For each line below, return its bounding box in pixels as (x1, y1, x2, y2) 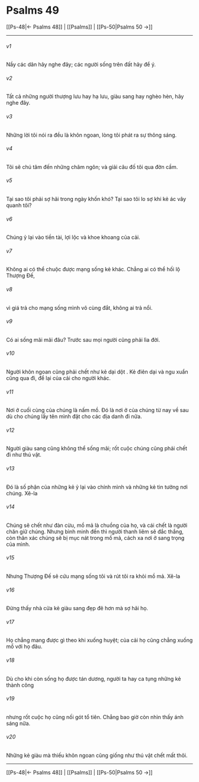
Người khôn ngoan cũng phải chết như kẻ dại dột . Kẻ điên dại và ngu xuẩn (6, 368, 188, 375)
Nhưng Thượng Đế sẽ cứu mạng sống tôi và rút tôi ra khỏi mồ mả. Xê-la (6, 572, 181, 580)
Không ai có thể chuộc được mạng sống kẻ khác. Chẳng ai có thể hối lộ (6, 266, 181, 273)
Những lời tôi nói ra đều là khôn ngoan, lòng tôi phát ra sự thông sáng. (6, 131, 177, 139)
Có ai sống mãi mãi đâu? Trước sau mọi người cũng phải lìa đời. (6, 336, 161, 343)
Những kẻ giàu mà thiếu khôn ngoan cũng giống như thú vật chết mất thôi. (6, 752, 188, 759)
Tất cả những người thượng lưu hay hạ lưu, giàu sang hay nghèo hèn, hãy (6, 93, 184, 100)
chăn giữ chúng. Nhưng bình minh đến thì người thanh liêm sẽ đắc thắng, (6, 527, 184, 535)
